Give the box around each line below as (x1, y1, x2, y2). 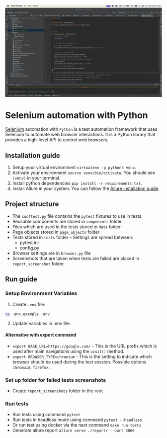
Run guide (5, 275, 37, 283)
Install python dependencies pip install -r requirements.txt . (12, 180, 142, 186)
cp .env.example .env (5, 311, 50, 317)
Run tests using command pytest (12, 412, 81, 418)
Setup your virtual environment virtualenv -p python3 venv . (12, 165, 137, 171)
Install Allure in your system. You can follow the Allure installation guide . (12, 185, 160, 191)
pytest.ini (19, 239, 39, 246)
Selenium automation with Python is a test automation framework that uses (5, 126, 158, 132)
